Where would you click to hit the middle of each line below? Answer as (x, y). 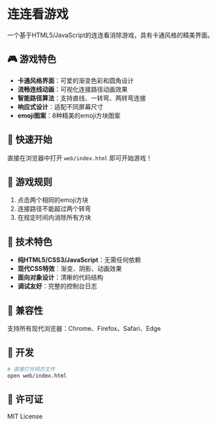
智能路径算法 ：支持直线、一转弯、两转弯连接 (82, 98)
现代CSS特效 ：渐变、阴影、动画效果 (69, 269)
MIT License (25, 416)
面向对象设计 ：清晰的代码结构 (60, 278)
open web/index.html (37, 376)
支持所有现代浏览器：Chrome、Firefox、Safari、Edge (84, 328)
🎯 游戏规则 (30, 182)
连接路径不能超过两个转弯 (54, 209)
